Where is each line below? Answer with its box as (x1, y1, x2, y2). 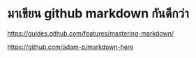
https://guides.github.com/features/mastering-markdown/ (7, 29, 174, 37)
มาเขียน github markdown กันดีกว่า (7, 6, 190, 22)
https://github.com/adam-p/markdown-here (7, 43, 134, 51)
